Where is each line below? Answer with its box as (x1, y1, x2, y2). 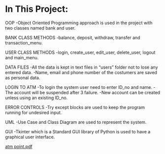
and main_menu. (5, 54, 39, 60)
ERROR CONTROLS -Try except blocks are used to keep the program (5, 104, 145, 110)
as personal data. (5, 75, 40, 80)
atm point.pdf (5, 143, 33, 149)
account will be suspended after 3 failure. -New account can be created (14, 89, 161, 95)
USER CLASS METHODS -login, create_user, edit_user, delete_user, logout (5, 49, 156, 55)
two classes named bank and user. (5, 25, 76, 31)
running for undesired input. (5, 110, 62, 115)
